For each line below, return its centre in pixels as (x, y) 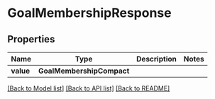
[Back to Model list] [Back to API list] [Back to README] (89, 88)
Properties (31, 39)
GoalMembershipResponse (89, 13)
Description (156, 59)
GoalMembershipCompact (84, 71)
